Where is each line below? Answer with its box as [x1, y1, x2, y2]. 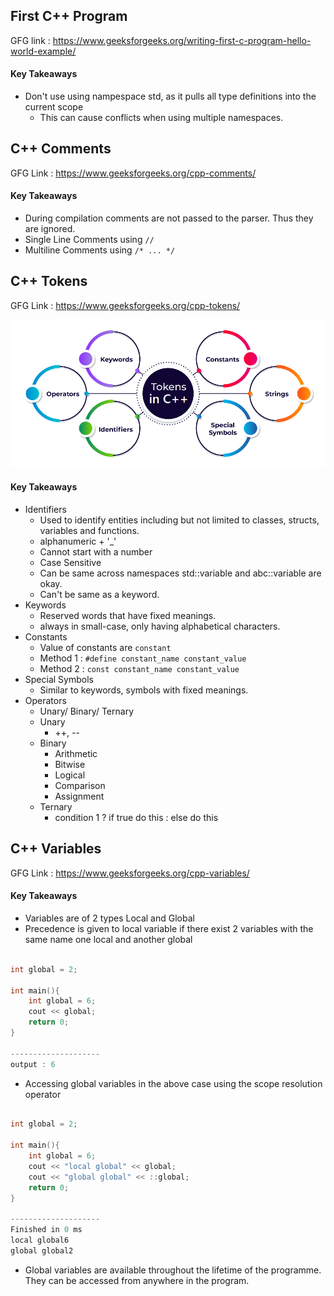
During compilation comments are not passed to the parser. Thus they [24, 212, 314, 224]
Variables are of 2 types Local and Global [24, 912, 195, 924]
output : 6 [10, 1059, 56, 1069]
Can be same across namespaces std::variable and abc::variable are [39, 567, 322, 579]
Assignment [54, 790, 105, 802]
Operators [24, 694, 67, 706]
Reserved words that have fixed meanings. [39, 609, 217, 621]
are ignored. [24, 223, 76, 235]
